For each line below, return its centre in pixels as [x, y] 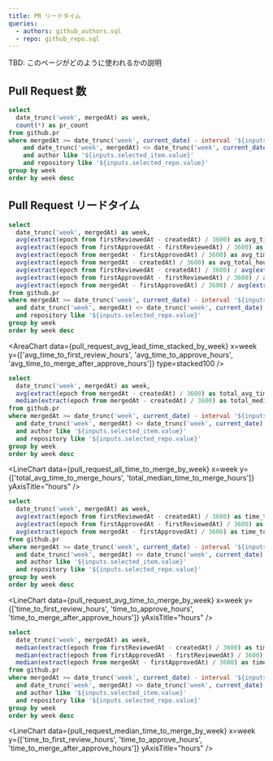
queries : [23, 24]
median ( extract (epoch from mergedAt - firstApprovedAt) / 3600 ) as [132, 663]
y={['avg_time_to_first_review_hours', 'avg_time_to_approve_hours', [121, 354]
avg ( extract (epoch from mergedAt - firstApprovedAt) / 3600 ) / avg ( [134, 285]
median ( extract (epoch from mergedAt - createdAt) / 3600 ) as [121, 401]
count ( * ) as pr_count [52, 125]
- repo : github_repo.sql [58, 39]
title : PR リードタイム [45, 16]
